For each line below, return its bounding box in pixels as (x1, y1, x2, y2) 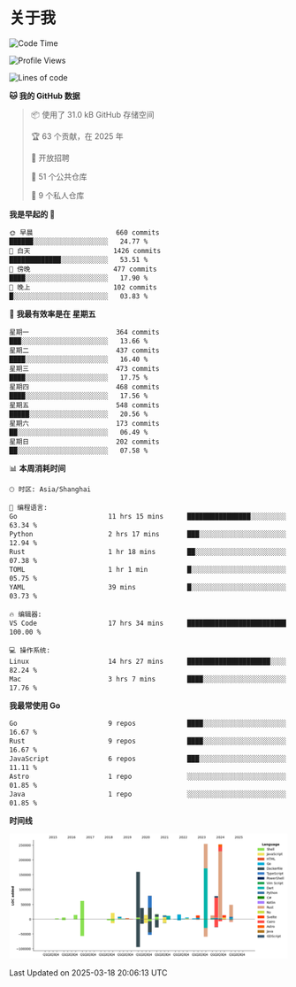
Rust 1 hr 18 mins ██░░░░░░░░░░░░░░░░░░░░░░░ (9, 547, 287, 556)
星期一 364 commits (9, 328, 160, 336)
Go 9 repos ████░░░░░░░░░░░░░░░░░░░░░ (9, 719, 287, 728)
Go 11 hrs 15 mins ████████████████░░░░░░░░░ (9, 512, 287, 520)
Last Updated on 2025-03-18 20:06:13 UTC (9, 968, 168, 978)
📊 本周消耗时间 (9, 462, 66, 474)
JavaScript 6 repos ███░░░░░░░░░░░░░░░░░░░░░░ (9, 754, 287, 763)
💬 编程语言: (9, 503, 49, 512)
